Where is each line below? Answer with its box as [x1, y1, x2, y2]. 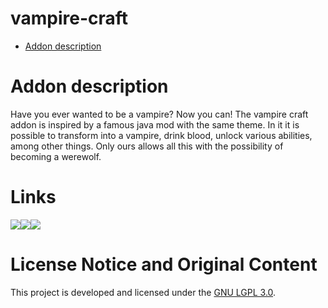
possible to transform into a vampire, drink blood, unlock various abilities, [10, 129, 313, 141]
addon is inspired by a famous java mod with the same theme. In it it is [10, 118, 300, 131]
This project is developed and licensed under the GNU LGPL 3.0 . [10, 286, 277, 298]
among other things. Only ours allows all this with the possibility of [10, 140, 284, 152]
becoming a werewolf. [10, 150, 102, 162]
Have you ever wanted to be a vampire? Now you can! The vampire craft [10, 108, 309, 120]
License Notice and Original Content [10, 253, 318, 276]
